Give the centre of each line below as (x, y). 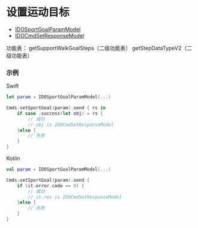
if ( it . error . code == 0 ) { (51, 186)
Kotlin (13, 158)
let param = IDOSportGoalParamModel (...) (59, 97)
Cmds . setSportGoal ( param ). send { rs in (56, 108)
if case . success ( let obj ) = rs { (60, 113)
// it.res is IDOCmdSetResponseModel (75, 197)
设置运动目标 (38, 12)
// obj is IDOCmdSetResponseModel (71, 124)
